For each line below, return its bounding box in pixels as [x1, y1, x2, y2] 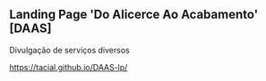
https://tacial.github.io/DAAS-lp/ [9, 61, 128, 72]
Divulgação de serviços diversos [9, 45, 130, 55]
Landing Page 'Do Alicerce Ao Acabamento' [9, 7, 259, 22]
